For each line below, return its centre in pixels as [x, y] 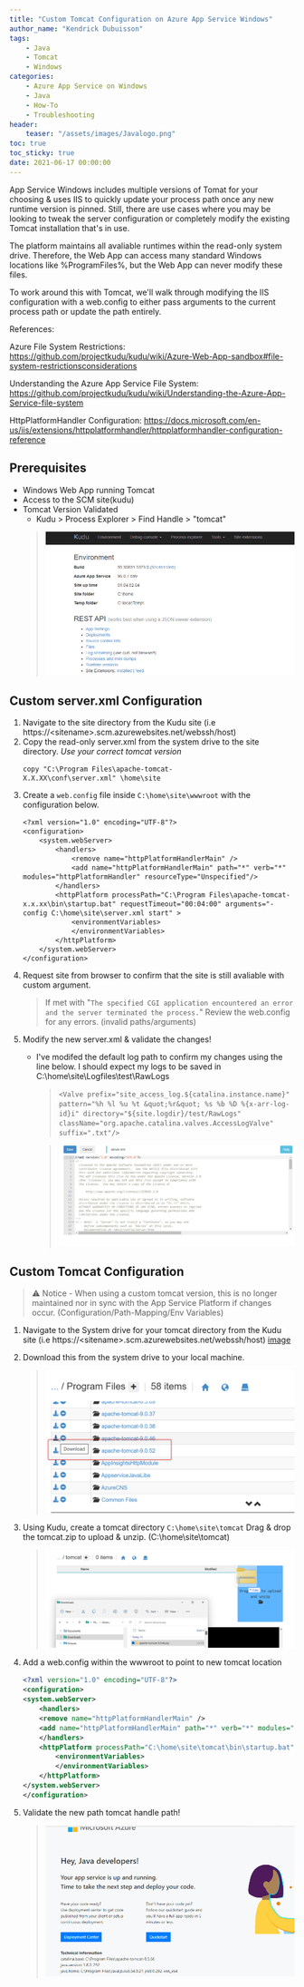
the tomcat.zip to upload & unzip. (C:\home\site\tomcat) [126, 1536]
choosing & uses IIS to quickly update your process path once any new [142, 199]
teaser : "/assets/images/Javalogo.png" [101, 134]
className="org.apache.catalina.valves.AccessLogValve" [166, 1124]
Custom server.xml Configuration [106, 701]
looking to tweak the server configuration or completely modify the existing [150, 219]
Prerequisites [48, 468]
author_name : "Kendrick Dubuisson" [76, 29]
